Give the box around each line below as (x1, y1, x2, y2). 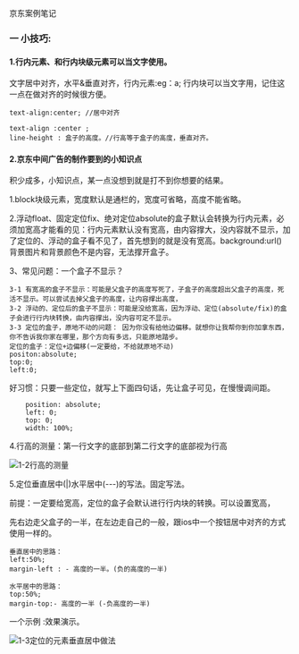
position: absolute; (25, 401, 102, 410)
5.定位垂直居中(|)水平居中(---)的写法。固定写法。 (9, 479, 190, 489)
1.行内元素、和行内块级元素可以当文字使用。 (9, 56, 172, 67)
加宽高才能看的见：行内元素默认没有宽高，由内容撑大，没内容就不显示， (16, 225, 283, 235)
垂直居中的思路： (9, 548, 63, 556)
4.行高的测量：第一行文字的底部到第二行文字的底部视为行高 (9, 441, 228, 452)
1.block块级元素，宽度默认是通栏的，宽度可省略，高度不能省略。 (9, 194, 246, 205)
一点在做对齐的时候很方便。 (9, 89, 112, 100)
